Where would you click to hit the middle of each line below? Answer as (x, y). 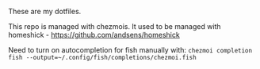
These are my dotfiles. (45, 11)
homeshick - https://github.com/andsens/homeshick (94, 35)
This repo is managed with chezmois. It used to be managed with (115, 26)
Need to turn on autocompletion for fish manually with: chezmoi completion (130, 50)
